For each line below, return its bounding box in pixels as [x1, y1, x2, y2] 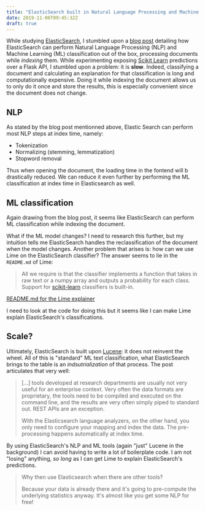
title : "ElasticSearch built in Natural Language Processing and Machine [6, 9, 199, 15]
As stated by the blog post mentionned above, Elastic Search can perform [6, 123, 193, 131]
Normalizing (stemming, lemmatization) [15, 148, 115, 156]
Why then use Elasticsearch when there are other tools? [21, 473, 163, 480]
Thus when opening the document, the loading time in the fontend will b [6, 167, 188, 174]
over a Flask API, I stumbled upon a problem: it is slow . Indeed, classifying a [6, 63, 199, 71]
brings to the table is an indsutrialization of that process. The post [6, 360, 174, 368]
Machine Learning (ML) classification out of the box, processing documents [6, 50, 198, 58]
